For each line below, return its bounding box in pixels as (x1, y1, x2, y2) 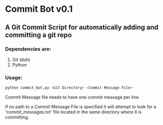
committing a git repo (5, 31, 72, 39)
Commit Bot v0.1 (5, 3, 73, 15)
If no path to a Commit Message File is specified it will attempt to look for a (5, 104, 156, 110)
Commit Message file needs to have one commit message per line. (5, 94, 140, 100)
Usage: (5, 74, 23, 81)
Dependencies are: (5, 45, 52, 52)
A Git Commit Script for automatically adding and (5, 23, 159, 31)
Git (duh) (12, 57, 30, 62)
